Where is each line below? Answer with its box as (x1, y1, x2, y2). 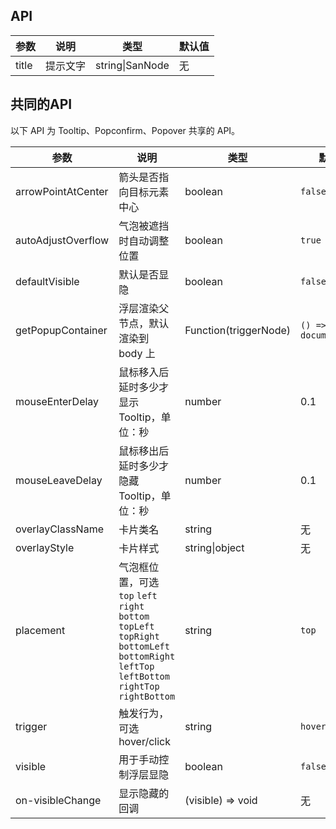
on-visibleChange (15, 793, 102, 807)
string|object (184, 540, 245, 554)
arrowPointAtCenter (15, 184, 109, 198)
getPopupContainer (15, 323, 108, 337)
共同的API (10, 96, 73, 113)
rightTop (118, 680, 160, 692)
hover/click (118, 734, 171, 748)
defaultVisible (15, 274, 80, 288)
